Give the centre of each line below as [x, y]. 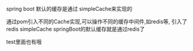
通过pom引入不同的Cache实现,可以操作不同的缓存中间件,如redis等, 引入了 [97, 22]
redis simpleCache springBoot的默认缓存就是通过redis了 [76, 29]
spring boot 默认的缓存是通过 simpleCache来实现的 [69, 9]
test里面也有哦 [24, 42]
